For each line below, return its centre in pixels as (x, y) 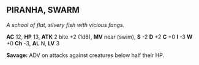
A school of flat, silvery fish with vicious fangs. (66, 25)
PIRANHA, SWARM (43, 10)
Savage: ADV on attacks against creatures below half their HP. (85, 55)
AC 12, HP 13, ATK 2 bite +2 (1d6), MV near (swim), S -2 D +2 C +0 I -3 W (99, 37)
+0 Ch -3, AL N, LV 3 (33, 43)
